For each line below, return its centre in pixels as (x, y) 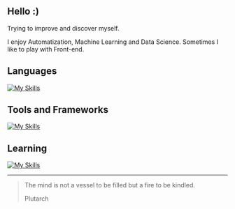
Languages (32, 71)
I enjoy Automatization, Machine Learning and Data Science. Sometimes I (113, 42)
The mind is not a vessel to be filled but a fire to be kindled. (110, 185)
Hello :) (23, 11)
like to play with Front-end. (46, 49)
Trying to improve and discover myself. (64, 28)
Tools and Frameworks (58, 110)
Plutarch (36, 199)
